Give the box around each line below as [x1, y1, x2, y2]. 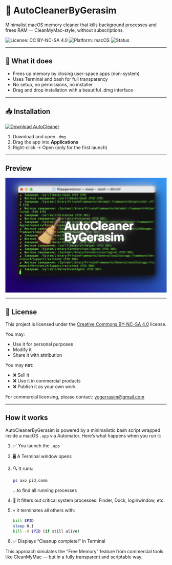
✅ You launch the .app [12, 442, 60, 449]
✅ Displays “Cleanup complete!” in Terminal [12, 538, 106, 544]
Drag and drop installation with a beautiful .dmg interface [12, 87, 133, 93]
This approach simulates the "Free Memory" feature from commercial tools [5, 549, 164, 555]
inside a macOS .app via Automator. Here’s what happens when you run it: [5, 432, 161, 439]
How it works [5, 413, 48, 422]
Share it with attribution [12, 352, 62, 358]
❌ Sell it [12, 372, 30, 378]
